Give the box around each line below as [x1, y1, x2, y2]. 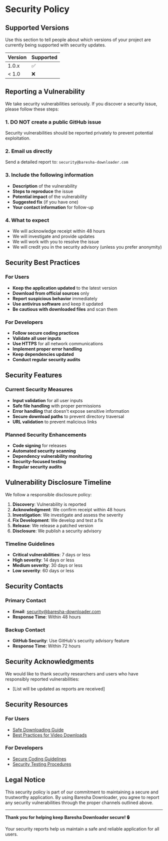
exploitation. [5, 135, 31, 141]
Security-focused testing [12, 458, 66, 464]
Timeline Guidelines [5, 540, 55, 547]
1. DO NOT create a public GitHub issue [5, 119, 101, 126]
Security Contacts [5, 582, 63, 591]
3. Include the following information [5, 172, 94, 179]
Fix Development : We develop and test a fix [12, 517, 103, 523]
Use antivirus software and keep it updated [12, 301, 103, 307]
